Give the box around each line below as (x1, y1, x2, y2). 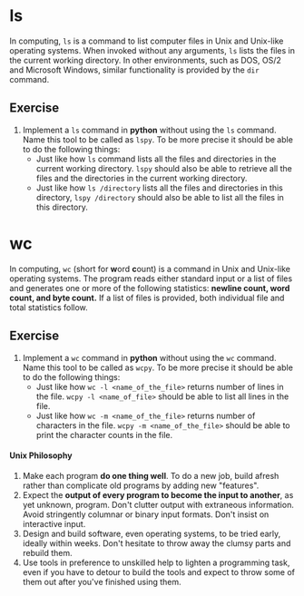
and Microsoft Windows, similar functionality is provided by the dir (9, 64, 260, 75)
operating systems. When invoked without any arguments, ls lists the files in (9, 44, 296, 55)
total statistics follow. (9, 301, 88, 313)
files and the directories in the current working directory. (35, 172, 248, 183)
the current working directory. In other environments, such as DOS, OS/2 (9, 54, 281, 65)
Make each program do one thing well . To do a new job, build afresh (22, 470, 279, 481)
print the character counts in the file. (35, 429, 173, 440)
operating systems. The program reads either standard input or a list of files (9, 273, 293, 284)
